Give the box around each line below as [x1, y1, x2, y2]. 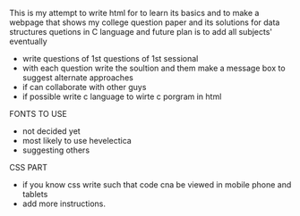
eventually [9, 36, 47, 46]
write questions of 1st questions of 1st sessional [21, 54, 199, 63]
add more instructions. [21, 198, 106, 209]
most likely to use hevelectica [21, 136, 132, 145]
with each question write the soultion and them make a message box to [21, 62, 286, 73]
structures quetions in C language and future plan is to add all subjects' [9, 27, 273, 37]
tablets [21, 189, 48, 199]
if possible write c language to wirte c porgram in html [21, 91, 222, 102]
